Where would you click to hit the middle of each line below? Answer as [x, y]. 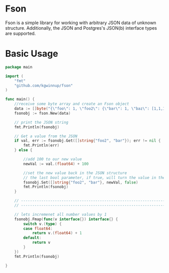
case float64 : [38, 229]
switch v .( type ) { [43, 224]
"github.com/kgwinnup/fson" [44, 85]
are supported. [21, 33]
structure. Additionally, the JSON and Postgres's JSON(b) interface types [81, 28]
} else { [23, 150]
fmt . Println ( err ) [41, 146]
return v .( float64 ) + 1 [57, 233]
